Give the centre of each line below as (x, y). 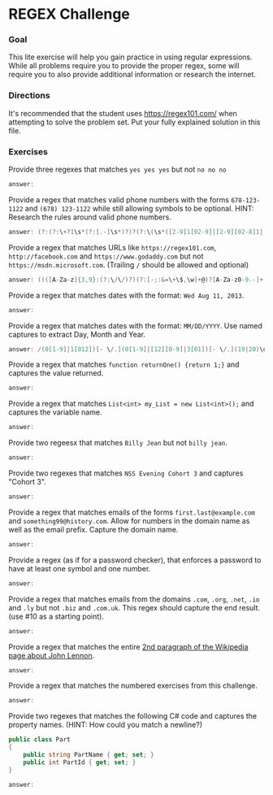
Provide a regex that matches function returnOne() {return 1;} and (124, 365)
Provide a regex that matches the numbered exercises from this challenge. (133, 686)
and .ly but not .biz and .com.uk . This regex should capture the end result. (134, 607)
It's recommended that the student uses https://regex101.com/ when (123, 113)
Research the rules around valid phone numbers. (90, 217)
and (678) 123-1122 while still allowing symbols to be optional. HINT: (139, 208)
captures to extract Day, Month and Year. (77, 334)
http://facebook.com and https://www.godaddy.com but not (106, 256)
